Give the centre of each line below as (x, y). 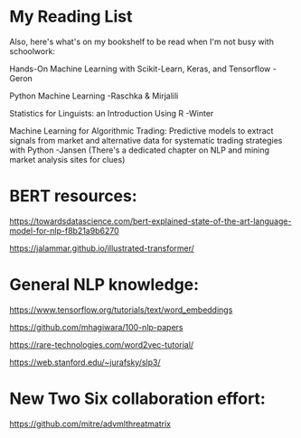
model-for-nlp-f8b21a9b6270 (64, 230)
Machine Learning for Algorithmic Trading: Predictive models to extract (141, 130)
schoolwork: (33, 51)
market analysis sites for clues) (67, 159)
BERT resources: (73, 196)
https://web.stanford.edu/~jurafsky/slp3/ (85, 362)
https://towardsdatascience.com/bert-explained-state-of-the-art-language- (150, 221)
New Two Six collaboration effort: (138, 398)
